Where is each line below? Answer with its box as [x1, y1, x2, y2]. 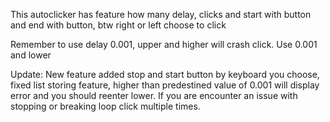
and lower [10, 49, 52, 61]
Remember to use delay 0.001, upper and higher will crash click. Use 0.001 [10, 39, 318, 50]
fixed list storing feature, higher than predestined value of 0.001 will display [10, 79, 320, 91]
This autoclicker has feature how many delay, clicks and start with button [10, 9, 312, 20]
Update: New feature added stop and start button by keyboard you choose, [10, 69, 320, 80]
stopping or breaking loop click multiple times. [10, 100, 201, 112]
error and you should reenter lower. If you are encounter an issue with [10, 90, 298, 101]
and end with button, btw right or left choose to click [10, 19, 227, 31]
